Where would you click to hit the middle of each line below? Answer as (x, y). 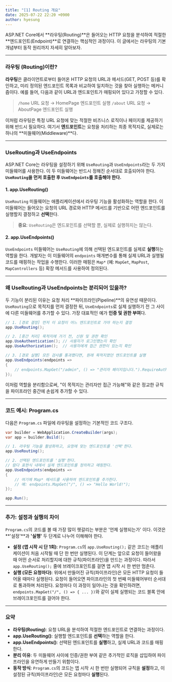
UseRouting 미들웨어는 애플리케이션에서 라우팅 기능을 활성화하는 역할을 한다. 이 (84, 202)
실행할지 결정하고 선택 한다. (32, 214)
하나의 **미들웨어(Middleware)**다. (42, 133)
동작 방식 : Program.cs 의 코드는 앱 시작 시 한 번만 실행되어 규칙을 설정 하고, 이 (89, 668)
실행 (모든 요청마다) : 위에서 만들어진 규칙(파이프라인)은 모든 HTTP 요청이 (85, 572)
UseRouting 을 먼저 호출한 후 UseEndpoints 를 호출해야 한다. (63, 177)
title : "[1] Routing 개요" (33, 10)
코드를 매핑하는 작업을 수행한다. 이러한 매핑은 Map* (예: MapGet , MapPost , (77, 262)
